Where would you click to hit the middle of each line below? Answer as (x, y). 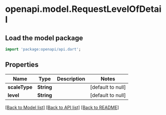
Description (71, 79)
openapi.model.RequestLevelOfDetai (83, 9)
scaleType (20, 87)
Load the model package (44, 38)
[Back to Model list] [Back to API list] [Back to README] (62, 107)
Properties (22, 65)
